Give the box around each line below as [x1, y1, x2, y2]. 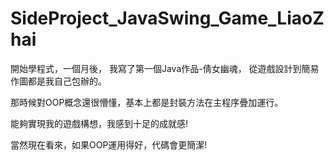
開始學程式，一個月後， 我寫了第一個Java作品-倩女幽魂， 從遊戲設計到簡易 [10, 62, 320, 74]
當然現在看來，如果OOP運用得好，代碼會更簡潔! [10, 138, 208, 151]
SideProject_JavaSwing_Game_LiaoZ [10, 7, 325, 30]
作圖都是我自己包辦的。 [10, 75, 107, 87]
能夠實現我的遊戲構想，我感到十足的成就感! [10, 117, 189, 129]
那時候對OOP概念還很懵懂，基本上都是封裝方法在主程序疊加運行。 [10, 96, 284, 108]
